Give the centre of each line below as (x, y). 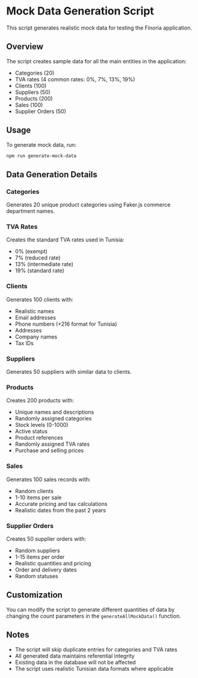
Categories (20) (35, 73)
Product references (39, 438)
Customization (35, 595)
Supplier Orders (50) (40, 111)
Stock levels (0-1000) (42, 425)
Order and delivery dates (46, 570)
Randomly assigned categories (53, 418)
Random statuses (36, 576)
